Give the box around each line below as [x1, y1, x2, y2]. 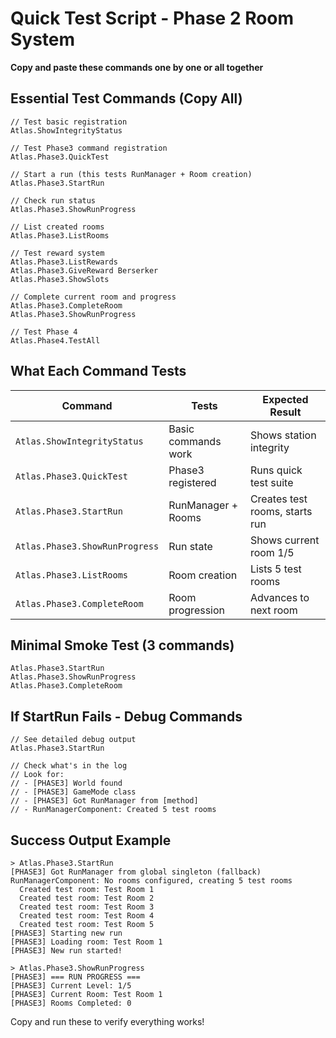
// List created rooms [10, 222, 105, 232]
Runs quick [249, 463, 303, 477]
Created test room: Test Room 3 [19, 902, 155, 912]
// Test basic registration [10, 117, 128, 127]
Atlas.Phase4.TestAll [10, 335, 101, 346]
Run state [168, 539, 213, 553]
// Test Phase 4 [10, 327, 78, 337]
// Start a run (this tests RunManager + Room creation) [10, 169, 253, 179]
